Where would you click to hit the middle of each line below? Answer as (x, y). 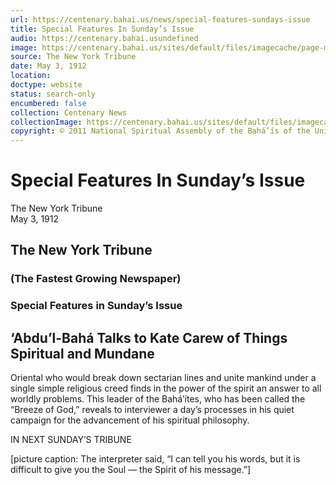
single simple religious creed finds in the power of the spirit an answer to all (166, 388)
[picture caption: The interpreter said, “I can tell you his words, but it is (155, 459)
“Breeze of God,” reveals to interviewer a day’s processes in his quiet (152, 410)
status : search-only (53, 94)
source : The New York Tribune (73, 57)
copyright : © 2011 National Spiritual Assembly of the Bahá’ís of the (160, 131)
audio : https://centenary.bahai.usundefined (104, 38)
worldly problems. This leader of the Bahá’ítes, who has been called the (158, 399)
